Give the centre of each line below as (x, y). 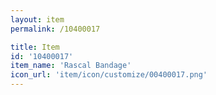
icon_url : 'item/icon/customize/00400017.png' (109, 75)
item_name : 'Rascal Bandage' (71, 66)
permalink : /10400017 (55, 29)
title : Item (35, 47)
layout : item (37, 19)
